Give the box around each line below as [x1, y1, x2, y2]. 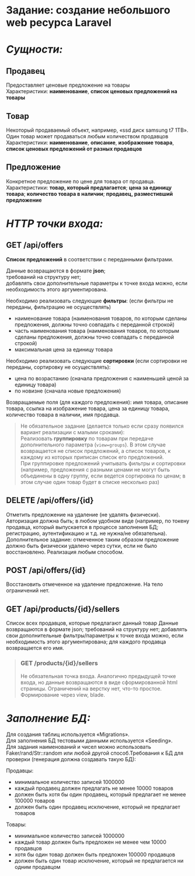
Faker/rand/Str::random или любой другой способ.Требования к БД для [6, 749, 184, 756]
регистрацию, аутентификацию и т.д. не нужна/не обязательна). [6, 530, 168, 537]
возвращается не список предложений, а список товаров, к [20, 447, 171, 454]
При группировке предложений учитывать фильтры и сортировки [20, 459, 186, 466]
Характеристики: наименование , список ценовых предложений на [6, 88, 177, 95]
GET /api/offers [6, 240, 64, 250]
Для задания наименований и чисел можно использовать [6, 744, 152, 751]
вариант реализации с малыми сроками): [20, 428, 125, 435]
